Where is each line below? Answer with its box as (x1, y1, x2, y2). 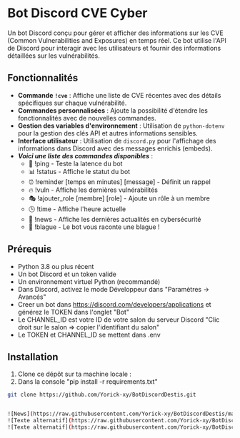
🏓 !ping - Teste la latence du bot (28, 159, 123, 168)
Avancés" (17, 292, 46, 301)
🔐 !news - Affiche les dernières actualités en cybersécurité (28, 215, 201, 223)
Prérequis (7, 243, 52, 255)
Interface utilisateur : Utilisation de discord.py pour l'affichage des (17, 136, 216, 145)
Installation (7, 351, 59, 363)
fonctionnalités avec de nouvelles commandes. (17, 113, 156, 122)
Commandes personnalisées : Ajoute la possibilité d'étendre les (17, 106, 209, 115)
